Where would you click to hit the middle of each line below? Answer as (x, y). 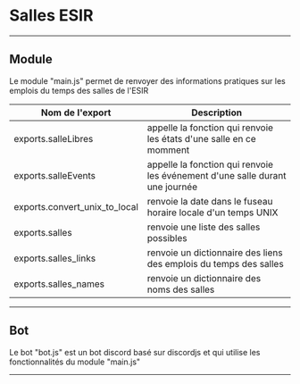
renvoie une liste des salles (204, 227)
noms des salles (181, 289)
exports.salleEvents (55, 175)
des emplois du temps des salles (215, 263)
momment (168, 150)
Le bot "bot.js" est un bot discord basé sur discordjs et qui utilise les (135, 352)
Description (217, 113)
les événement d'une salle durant (217, 175)
